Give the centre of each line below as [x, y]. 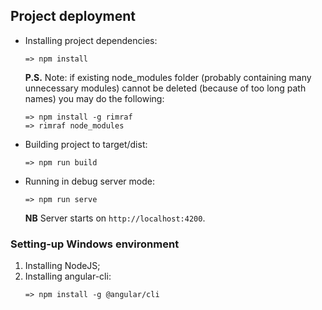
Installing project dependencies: [91, 40]
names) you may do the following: [94, 98]
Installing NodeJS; [62, 266]
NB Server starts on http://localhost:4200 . [115, 218]
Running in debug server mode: [89, 181]
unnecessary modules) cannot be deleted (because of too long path [165, 88]
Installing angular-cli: [68, 276]
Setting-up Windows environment [95, 244]
